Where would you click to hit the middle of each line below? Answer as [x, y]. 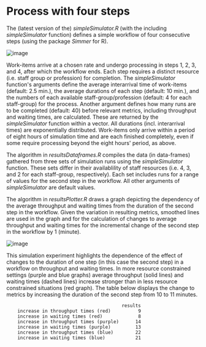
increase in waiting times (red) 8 [79, 316]
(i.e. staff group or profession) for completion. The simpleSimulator [91, 78]
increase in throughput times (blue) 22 [79, 332]
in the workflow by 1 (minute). [44, 231]
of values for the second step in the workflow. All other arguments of [93, 181]
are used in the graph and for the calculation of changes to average [91, 218]
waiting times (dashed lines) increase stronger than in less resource [92, 281]
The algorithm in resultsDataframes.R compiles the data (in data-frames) [98, 155]
